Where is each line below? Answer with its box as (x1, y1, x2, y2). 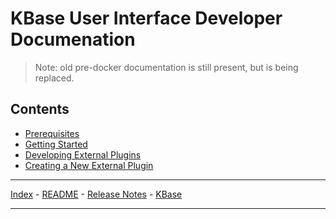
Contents (10, 101, 70, 118)
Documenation (10, 28, 136, 51)
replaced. (34, 72, 75, 84)
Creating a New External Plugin (24, 159, 154, 171)
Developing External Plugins (24, 148, 142, 161)
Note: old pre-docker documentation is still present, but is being (34, 61, 299, 73)
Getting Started (24, 138, 88, 150)
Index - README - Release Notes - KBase (10, 188, 183, 200)
